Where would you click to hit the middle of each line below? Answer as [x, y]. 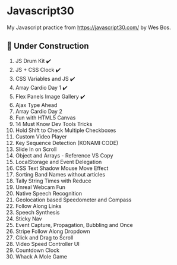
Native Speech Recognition [49, 193]
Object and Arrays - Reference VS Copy [64, 155]
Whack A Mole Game [41, 256]
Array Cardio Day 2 [39, 111]
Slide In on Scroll [36, 149]
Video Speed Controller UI [47, 244]
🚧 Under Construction [48, 46]
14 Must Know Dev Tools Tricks [54, 124]
